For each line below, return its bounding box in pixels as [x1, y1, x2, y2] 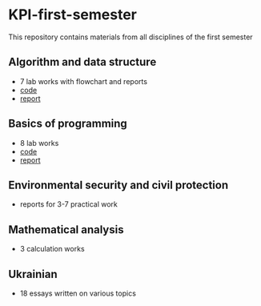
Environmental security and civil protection [8, 178, 229, 191]
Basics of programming [8, 117, 128, 131]
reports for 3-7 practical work [19, 199, 118, 209]
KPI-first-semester [8, 6, 138, 24]
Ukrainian [8, 267, 58, 281]
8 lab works [19, 138, 59, 147]
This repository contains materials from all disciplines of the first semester [8, 32, 254, 42]
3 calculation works [19, 244, 86, 254]
